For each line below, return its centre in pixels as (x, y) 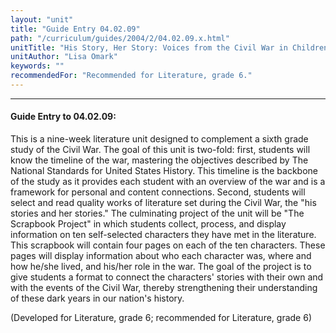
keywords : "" (37, 66)
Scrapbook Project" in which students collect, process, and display (148, 224)
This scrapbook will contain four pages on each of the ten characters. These (168, 245)
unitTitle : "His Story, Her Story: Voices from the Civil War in (149, 47)
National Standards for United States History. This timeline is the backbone (164, 171)
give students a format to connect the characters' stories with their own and (167, 277)
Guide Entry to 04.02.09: (63, 117)
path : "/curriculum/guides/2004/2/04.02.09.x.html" (120, 38)
